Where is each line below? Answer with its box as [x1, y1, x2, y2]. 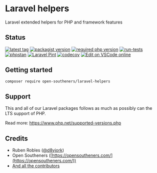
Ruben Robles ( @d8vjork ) [12, 148, 65, 153]
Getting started [5, 66, 53, 74]
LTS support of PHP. [5, 111, 46, 117]
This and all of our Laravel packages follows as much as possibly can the [5, 105, 153, 111]
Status [5, 33, 26, 42]
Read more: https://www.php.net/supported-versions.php [5, 120, 121, 126]
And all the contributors [12, 163, 60, 169]
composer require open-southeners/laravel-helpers [5, 79, 111, 84]
